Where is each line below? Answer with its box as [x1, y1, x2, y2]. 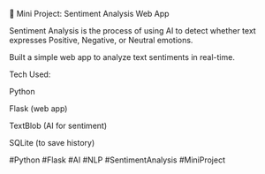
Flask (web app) [9, 103, 68, 114]
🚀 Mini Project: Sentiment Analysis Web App [9, 9, 170, 19]
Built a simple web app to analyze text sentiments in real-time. [9, 52, 236, 62]
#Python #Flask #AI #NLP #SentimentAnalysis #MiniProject [9, 155, 225, 165]
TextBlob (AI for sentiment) [9, 120, 108, 131]
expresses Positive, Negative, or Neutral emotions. [9, 35, 193, 45]
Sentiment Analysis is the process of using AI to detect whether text [9, 26, 256, 35]
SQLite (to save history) [9, 138, 95, 148]
